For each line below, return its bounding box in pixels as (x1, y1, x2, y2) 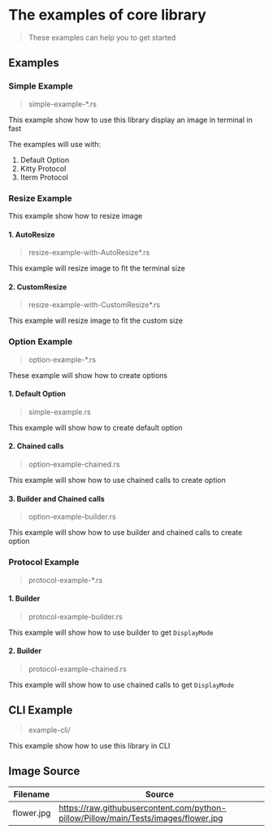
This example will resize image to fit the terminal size (8, 263, 185, 273)
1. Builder (8, 593, 41, 603)
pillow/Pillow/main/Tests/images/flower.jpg (58, 812, 223, 823)
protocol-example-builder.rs (28, 611, 123, 621)
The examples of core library (8, 6, 207, 24)
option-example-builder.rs (28, 512, 116, 522)
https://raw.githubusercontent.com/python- (58, 802, 227, 814)
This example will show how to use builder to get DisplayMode (8, 628, 214, 637)
